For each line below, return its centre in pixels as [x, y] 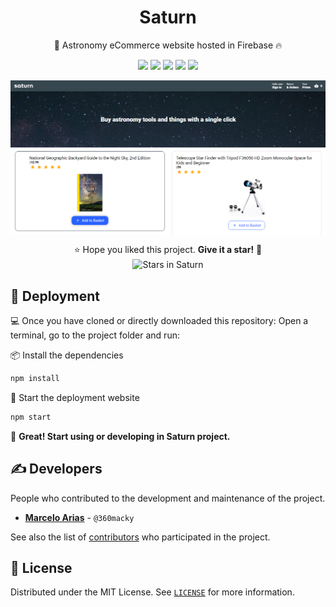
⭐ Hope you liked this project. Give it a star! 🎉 [168, 249]
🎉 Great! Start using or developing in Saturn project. [120, 436]
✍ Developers [56, 469]
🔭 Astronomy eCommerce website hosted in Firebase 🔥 [168, 45]
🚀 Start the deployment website [75, 397]
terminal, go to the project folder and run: [95, 335]
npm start [31, 417]
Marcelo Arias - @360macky [79, 517]
